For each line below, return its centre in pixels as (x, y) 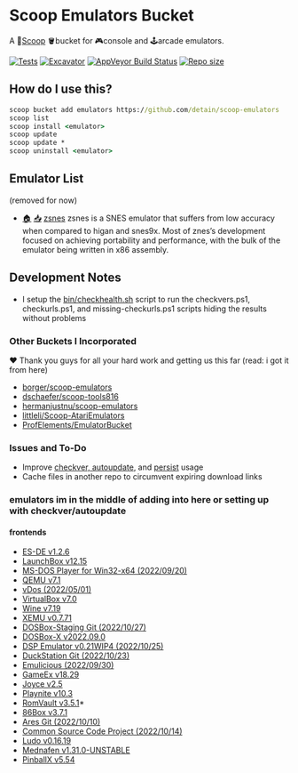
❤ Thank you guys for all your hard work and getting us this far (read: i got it (149, 360)
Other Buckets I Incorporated (73, 341)
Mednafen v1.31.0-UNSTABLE (76, 750)
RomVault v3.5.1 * (53, 703)
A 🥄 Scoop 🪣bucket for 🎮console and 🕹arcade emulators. (117, 40)
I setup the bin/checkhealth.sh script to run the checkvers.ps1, (136, 299)
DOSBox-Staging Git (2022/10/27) (84, 627)
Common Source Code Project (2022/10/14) (102, 731)
